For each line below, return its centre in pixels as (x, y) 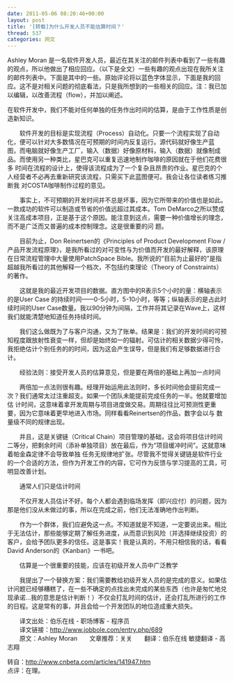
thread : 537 (24, 33)
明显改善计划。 (29, 472)
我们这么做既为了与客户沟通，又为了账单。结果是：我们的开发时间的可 (120, 332)
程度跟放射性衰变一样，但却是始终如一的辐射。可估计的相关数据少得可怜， (120, 340)
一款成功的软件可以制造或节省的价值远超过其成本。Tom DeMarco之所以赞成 (116, 209)
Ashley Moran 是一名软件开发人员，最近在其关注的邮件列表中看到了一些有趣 (116, 61)
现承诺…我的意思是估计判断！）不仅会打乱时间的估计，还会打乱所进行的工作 (117, 598)
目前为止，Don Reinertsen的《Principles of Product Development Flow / (122, 241)
